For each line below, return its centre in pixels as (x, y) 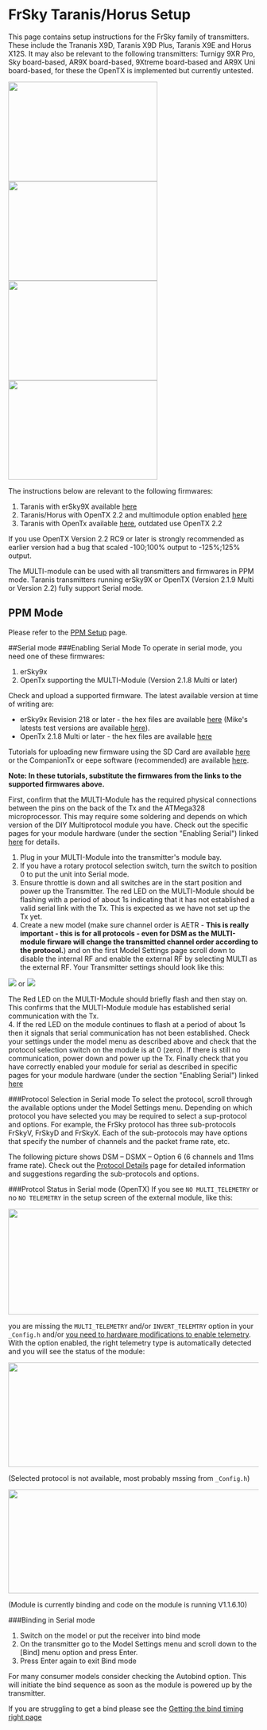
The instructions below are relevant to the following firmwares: (110, 490)
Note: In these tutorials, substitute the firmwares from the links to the (125, 775)
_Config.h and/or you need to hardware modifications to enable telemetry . (130, 1334)
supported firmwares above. (56, 784)
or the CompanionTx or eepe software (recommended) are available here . (129, 760)
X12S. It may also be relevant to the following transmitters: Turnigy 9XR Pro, (132, 53)
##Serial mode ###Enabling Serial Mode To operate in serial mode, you (125, 647)
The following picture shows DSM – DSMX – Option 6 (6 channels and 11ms (131, 1157)
